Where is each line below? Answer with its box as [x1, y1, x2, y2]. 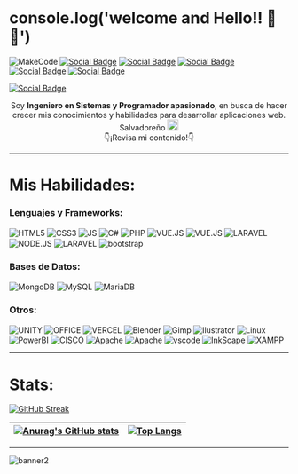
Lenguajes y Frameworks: [9, 207, 123, 219]
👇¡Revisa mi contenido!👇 [103, 132, 195, 143]
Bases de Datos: [9, 260, 81, 273]
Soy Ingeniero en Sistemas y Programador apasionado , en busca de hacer [10, 99, 288, 110]
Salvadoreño [119, 122, 166, 132]
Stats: [9, 375, 55, 394]
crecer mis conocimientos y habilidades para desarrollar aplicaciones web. [12, 109, 286, 120]
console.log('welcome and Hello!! [9, 8, 263, 28]
